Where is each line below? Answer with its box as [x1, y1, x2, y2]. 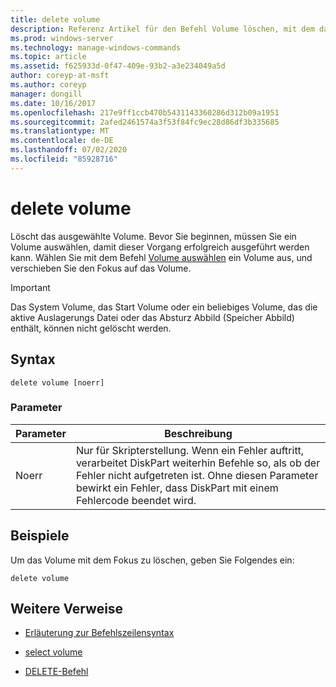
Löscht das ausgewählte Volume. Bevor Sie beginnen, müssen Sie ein [10, 230, 297, 242]
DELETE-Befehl [24, 666, 89, 678]
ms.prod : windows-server [10, 33, 114, 43]
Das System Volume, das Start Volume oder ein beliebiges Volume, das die [10, 301, 318, 313]
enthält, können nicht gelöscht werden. [10, 322, 172, 334]
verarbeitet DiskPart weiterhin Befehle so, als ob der [75, 456, 321, 470]
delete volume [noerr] [10, 377, 105, 388]
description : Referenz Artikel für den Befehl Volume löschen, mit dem [10, 24, 315, 34]
